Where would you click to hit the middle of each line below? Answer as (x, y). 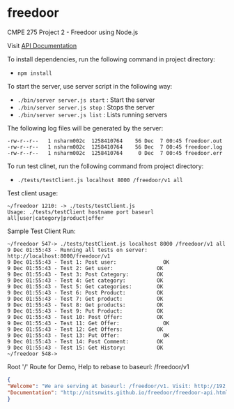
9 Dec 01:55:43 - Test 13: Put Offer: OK (88, 335)
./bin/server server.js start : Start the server (86, 100)
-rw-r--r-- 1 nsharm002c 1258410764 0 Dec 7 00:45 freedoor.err (115, 153)
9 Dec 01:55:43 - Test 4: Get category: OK (85, 281)
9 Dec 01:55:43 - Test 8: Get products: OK (85, 305)
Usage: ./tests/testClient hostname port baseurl (81, 212)
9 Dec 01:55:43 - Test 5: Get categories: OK (85, 287)
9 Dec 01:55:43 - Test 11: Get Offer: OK (88, 323)
